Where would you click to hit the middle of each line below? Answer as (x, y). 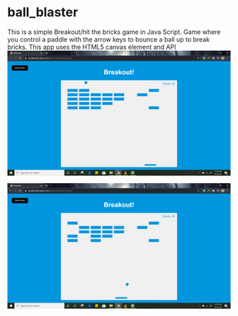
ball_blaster (43, 12)
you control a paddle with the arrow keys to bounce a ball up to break (109, 39)
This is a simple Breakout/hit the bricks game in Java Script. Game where (114, 32)
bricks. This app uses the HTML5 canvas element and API (92, 47)
